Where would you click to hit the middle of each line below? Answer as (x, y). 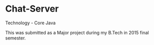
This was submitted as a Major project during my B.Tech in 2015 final (77, 32)
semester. (16, 38)
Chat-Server (32, 9)
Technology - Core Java (30, 23)
